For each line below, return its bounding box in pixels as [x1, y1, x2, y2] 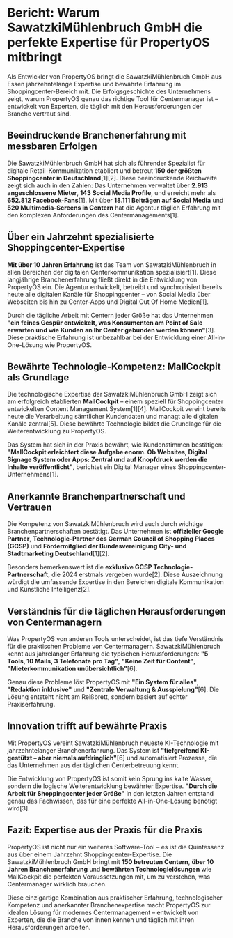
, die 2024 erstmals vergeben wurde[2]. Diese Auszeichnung [47, 570, 223, 579]
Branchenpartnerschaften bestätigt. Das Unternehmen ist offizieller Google [7, 528, 224, 536]
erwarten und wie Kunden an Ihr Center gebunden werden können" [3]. [7, 325, 216, 334]
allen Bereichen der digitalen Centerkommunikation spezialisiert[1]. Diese [7, 268, 217, 276]
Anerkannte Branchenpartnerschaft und [7, 490, 186, 502]
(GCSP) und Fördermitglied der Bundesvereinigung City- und [7, 542, 187, 551]
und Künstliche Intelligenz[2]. [7, 585, 92, 594]
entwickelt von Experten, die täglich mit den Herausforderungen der [7, 102, 202, 110]
